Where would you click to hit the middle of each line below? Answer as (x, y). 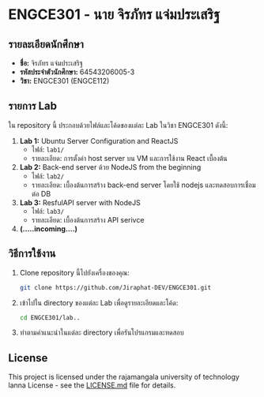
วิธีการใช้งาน (32, 254)
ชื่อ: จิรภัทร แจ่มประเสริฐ (51, 63)
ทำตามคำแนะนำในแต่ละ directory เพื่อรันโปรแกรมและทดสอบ (102, 332)
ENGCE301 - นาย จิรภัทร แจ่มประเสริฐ (114, 15)
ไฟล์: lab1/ (48, 149)
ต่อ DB (41, 193)
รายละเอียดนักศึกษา (46, 44)
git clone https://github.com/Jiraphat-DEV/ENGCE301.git (115, 287)
